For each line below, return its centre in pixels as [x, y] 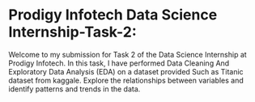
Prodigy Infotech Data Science [113, 15]
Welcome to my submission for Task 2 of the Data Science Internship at [127, 54]
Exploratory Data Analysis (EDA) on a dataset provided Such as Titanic [126, 71]
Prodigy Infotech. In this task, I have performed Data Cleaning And [119, 63]
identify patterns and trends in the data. [74, 89]
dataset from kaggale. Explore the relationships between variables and [126, 80]
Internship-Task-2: [72, 32]
